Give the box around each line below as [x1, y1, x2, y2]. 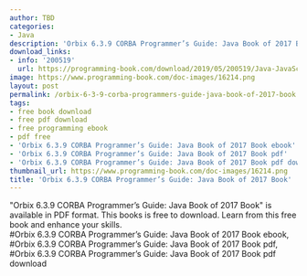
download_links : [9, 48, 71, 57]
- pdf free [9, 133, 51, 142]
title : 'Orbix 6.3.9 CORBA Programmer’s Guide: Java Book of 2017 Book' [9, 175, 292, 184]
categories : [9, 22, 55, 31]
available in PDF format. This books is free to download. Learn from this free [9, 209, 297, 220]
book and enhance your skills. [9, 219, 122, 230]
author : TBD [9, 13, 55, 23]
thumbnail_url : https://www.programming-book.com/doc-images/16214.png [9, 166, 288, 175]
